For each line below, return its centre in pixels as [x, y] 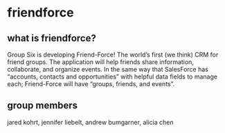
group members [43, 106]
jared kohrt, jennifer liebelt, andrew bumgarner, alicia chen [90, 122]
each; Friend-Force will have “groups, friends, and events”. [91, 84]
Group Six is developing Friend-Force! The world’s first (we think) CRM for [113, 54]
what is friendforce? [52, 38]
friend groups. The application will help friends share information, [100, 62]
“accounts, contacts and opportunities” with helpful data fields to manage [112, 76]
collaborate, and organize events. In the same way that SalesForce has [108, 69]
